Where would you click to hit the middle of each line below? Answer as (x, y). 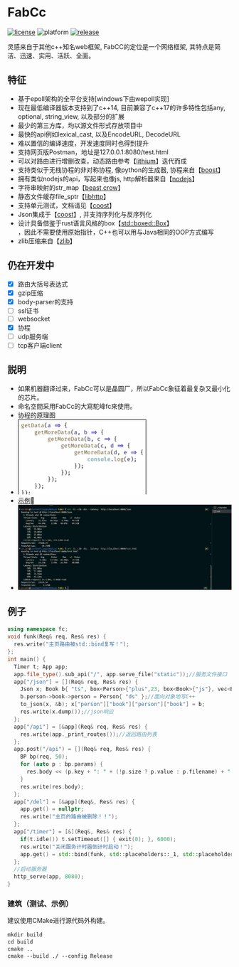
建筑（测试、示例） (40, 904)
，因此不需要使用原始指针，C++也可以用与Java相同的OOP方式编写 (116, 232)
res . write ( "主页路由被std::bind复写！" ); (72, 644)
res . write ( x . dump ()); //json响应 (67, 712)
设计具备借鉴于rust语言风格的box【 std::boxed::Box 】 (95, 223)
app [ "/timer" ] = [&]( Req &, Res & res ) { (73, 832)
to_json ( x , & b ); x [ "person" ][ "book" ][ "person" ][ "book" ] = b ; (113, 705)
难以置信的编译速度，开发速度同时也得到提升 (83, 143)
